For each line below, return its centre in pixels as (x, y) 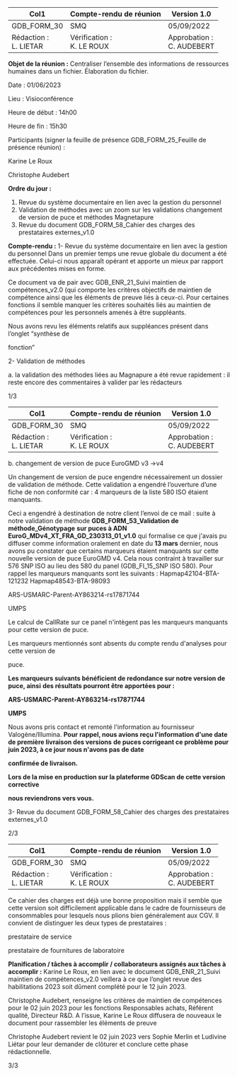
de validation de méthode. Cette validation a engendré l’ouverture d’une (112, 485)
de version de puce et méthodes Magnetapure (86, 217)
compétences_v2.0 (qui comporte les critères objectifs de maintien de (110, 290)
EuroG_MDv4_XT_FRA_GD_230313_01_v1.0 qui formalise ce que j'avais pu (117, 536)
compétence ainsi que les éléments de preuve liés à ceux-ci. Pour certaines (118, 297)
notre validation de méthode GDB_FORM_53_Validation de (93, 521)
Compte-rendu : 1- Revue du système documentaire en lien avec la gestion (118, 246)
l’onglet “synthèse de (39, 333)
